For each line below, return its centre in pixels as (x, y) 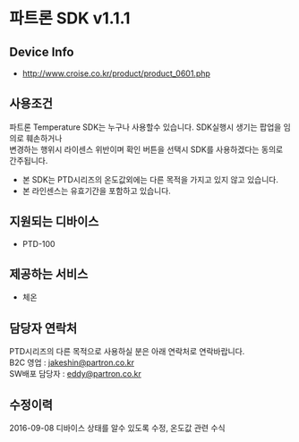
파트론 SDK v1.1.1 (70, 18)
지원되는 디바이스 (54, 221)
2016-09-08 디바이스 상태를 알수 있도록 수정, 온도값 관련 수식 (117, 428)
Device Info (42, 51)
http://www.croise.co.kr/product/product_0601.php (116, 73)
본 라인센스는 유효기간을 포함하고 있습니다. (97, 191)
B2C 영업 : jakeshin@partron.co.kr (72, 362)
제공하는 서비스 (49, 274)
